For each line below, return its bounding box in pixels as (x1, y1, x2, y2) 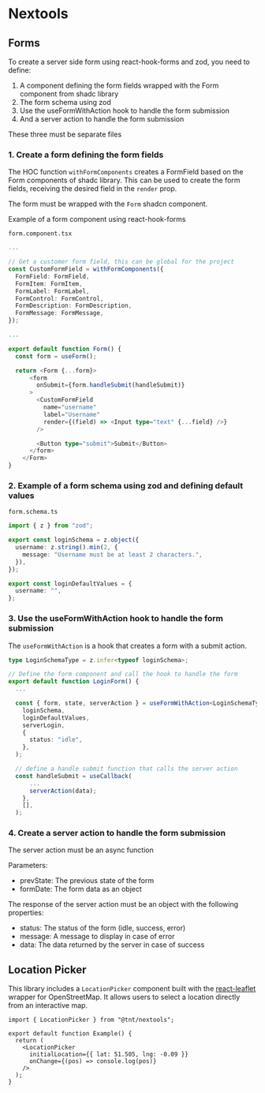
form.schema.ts (8, 508, 58, 516)
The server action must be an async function (8, 845, 154, 855)
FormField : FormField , (15, 272, 90, 280)
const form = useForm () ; (15, 352, 97, 360)
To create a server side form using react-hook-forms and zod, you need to (8, 57, 250, 66)
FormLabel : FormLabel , (15, 287, 90, 295)
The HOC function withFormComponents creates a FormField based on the (8, 167, 244, 177)
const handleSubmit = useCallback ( (15, 772, 132, 780)
